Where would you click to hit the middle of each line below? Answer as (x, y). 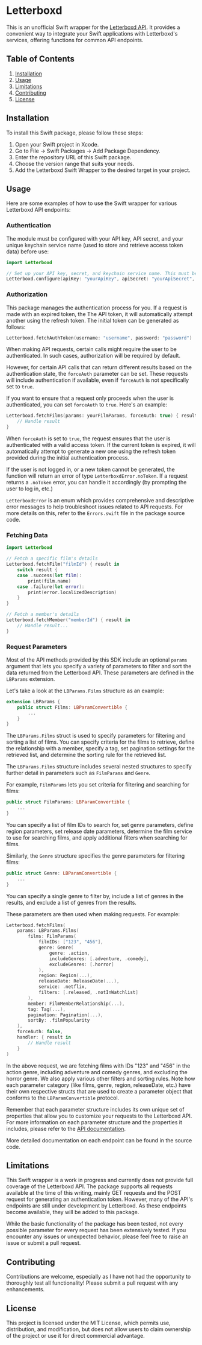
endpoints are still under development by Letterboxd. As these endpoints (96, 1206)
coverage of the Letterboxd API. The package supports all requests (90, 1186)
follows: (16, 327)
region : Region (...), (66, 976)
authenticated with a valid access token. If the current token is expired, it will (101, 445)
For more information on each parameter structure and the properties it (94, 1122)
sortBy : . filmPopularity (59, 1021)
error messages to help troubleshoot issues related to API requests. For (95, 507)
